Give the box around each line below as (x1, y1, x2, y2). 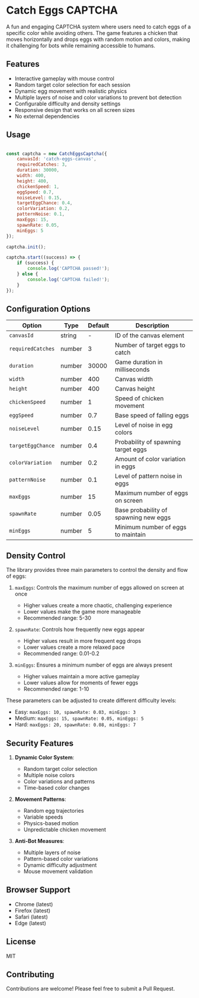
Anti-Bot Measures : (14, 838, 65, 844)
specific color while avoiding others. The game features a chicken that (6, 29, 178, 36)
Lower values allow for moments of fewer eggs (23, 679, 139, 687)
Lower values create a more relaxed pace (23, 643, 125, 651)
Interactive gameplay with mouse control (14, 75, 114, 82)
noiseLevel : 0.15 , (17, 195, 62, 201)
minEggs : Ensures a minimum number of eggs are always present (14, 661, 173, 669)
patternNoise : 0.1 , (17, 211, 65, 217)
